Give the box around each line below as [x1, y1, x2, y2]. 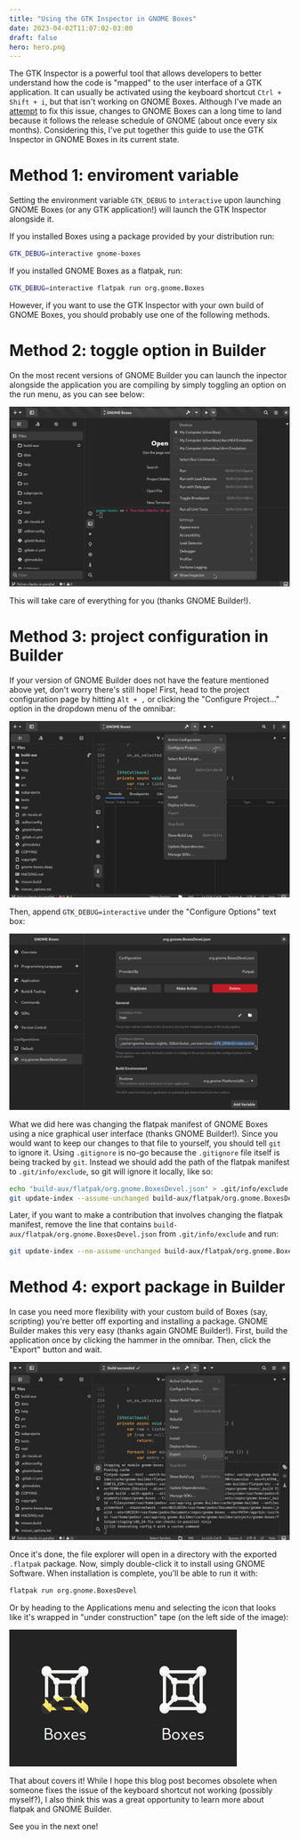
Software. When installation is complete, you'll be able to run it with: [9, 1568, 258, 1579]
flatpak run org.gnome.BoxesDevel [9, 1586, 138, 1595]
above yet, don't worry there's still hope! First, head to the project [9, 684, 250, 694]
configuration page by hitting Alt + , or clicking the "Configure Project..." [9, 693, 280, 704]
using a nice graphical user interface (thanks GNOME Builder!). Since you [9, 1128, 279, 1139]
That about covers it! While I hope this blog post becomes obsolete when [9, 1775, 278, 1786]
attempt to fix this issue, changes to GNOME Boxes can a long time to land [9, 106, 282, 117]
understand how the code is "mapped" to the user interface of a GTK [9, 77, 263, 88]
